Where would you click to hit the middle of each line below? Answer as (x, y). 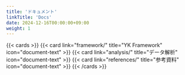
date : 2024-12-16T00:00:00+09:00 (48, 23)
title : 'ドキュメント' (32, 12)
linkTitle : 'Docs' (29, 17)
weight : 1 (18, 28)
